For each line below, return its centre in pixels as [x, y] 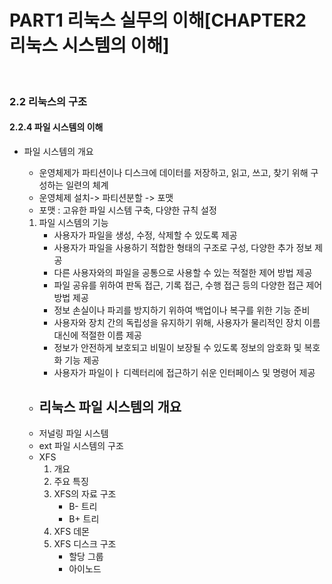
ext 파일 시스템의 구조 [81, 445]
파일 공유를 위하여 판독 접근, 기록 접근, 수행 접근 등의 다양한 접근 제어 [188, 285]
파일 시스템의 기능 [73, 223]
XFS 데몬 [71, 531]
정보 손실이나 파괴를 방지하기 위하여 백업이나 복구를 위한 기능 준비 [182, 310]
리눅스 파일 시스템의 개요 [110, 407]
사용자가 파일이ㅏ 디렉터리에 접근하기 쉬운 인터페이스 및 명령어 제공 [184, 373]
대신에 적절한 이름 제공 [98, 335]
